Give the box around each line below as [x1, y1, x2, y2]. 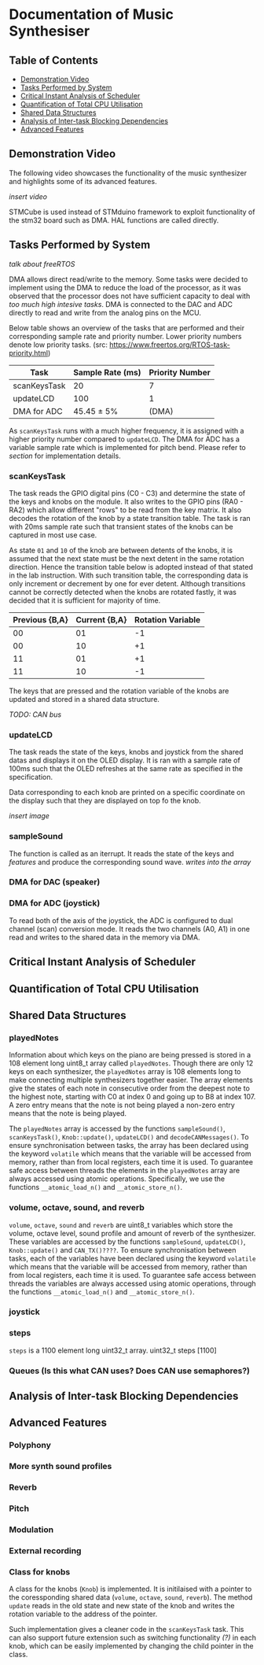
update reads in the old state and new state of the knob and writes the [9, 1601, 235, 1611]
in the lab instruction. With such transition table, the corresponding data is [9, 570, 248, 580]
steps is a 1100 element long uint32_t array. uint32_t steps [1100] [9, 1346, 217, 1355]
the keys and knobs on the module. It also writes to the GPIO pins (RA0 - [9, 497, 244, 506]
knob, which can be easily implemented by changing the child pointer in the [9, 1641, 254, 1651]
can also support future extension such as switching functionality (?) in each [9, 1633, 257, 1642]
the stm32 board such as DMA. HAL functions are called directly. [9, 215, 219, 225]
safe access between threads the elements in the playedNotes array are [9, 1166, 240, 1176]
